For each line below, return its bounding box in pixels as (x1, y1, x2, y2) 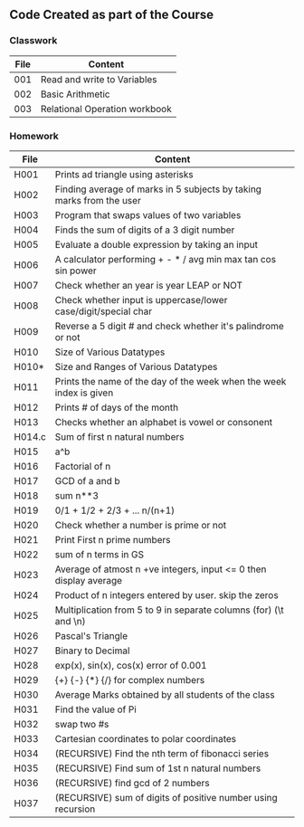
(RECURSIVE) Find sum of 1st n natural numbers (54, 762, 261, 775)
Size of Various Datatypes (54, 346, 166, 358)
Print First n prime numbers (54, 533, 171, 546)
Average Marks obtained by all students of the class (54, 688, 275, 700)
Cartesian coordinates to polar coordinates (54, 732, 237, 745)
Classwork (9, 34, 58, 47)
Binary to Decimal (54, 644, 130, 657)
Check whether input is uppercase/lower (54, 293, 228, 306)
